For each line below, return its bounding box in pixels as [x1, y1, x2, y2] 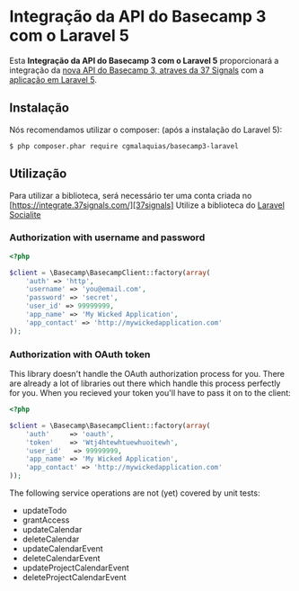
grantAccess [22, 515, 70, 525]
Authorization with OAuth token [9, 348, 151, 361]
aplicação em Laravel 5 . [9, 74, 97, 85]
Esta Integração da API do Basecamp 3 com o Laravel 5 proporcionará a [9, 55, 279, 66]
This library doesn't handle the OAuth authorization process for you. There [9, 369, 286, 380]
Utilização [9, 166, 67, 182]
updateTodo [22, 506, 67, 516]
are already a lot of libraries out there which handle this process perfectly [9, 378, 281, 389]
